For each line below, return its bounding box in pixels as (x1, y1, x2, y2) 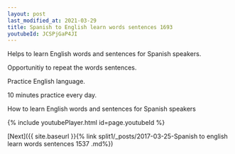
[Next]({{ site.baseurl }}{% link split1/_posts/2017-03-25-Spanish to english (7, 132, 229, 141)
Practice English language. (7, 77, 85, 86)
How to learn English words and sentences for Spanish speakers (7, 104, 197, 114)
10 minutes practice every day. (7, 91, 97, 99)
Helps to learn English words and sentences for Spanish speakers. (7, 50, 202, 58)
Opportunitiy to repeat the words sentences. (7, 63, 137, 72)
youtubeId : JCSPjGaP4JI (7, 30, 78, 38)
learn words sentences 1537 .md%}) (7, 140, 114, 148)
